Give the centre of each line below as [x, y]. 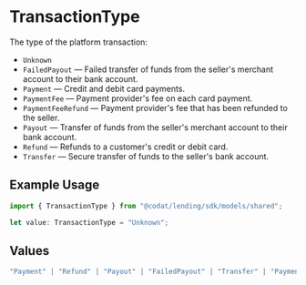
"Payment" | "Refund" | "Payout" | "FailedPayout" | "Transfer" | [138, 272]
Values [30, 251]
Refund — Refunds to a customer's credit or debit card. [125, 147]
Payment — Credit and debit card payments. [103, 88]
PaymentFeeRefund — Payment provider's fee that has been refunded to [155, 107]
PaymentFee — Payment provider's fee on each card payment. [138, 98]
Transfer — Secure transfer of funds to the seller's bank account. [146, 156]
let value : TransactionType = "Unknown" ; [89, 222]
